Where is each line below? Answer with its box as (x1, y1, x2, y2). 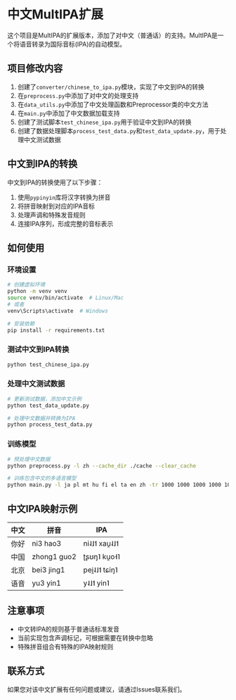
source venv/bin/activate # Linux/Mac (7, 294, 124, 301)
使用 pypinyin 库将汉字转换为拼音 (17, 193, 111, 201)
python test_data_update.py (7, 402, 90, 409)
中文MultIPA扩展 (7, 6, 104, 23)
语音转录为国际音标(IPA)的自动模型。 (19, 39, 126, 48)
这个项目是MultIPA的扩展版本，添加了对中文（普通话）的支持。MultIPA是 (7, 31, 218, 39)
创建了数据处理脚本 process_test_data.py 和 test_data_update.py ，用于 (17, 126, 221, 135)
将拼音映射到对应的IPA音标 (17, 201, 96, 210)
